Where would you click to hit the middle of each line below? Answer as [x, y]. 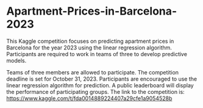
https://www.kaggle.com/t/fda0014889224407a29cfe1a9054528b [89, 98]
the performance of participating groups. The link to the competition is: [95, 92]
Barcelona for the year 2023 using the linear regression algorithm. [89, 48]
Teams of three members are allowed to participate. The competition [92, 72]
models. [16, 60]
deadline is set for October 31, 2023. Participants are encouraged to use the [101, 79]
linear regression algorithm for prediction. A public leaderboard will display [100, 85]
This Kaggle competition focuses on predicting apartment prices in [90, 41]
